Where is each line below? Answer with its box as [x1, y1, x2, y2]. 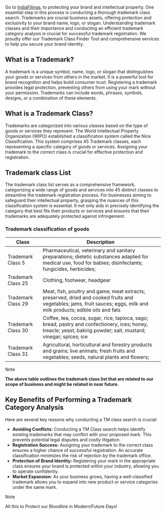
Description [86, 238, 115, 245]
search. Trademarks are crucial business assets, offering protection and [5, 15, 152, 20]
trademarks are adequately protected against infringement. [5, 213, 125, 219]
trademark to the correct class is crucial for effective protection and [5, 149, 143, 155]
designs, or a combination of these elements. [5, 95, 97, 101]
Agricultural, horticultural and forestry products [42, 341, 152, 348]
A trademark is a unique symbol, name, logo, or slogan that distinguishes [5, 68, 154, 74]
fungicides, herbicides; [42, 265, 96, 272]
